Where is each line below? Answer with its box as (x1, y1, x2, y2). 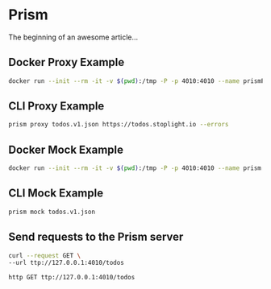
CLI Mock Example (8, 187, 103, 200)
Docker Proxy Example (8, 56, 125, 69)
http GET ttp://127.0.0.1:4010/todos (8, 274, 135, 282)
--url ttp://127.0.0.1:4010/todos (8, 259, 125, 267)
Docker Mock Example (8, 142, 123, 156)
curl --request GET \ (8, 251, 81, 259)
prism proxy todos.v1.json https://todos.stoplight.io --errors (8, 121, 229, 129)
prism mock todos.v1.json (8, 208, 95, 216)
